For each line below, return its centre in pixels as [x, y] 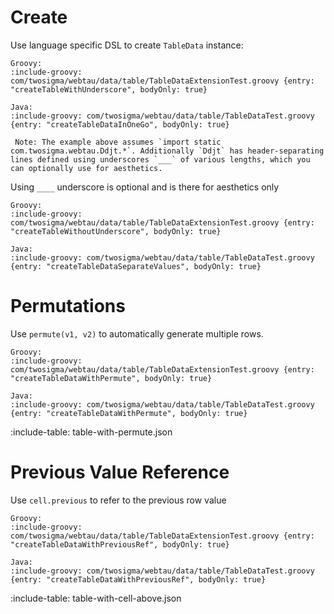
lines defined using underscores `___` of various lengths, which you [160, 159]
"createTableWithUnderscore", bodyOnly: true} [109, 89]
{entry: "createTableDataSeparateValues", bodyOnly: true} [136, 266]
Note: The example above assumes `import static [118, 142]
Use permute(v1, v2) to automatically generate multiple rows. [137, 333]
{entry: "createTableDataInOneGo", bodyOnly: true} [120, 124]
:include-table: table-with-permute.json [91, 432]
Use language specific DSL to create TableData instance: [127, 45]
